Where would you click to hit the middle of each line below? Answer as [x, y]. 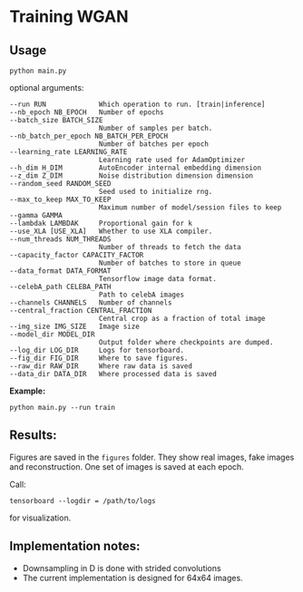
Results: [33, 436]
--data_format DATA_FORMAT [60, 271]
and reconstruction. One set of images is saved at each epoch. [127, 466]
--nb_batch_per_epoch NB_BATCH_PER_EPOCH [89, 136]
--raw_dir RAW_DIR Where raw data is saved [101, 366]
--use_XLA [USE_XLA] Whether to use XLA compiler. [111, 231]
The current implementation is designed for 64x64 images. [132, 577]
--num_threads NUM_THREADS [60, 239]
